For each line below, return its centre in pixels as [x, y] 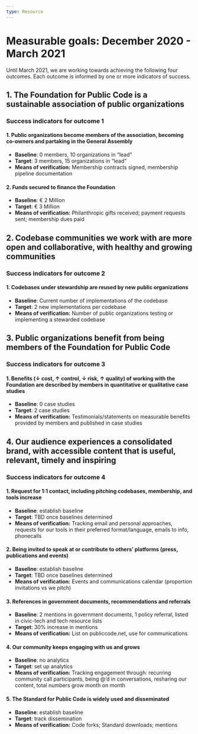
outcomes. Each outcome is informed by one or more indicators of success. [98, 76]
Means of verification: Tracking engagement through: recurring [93, 673]
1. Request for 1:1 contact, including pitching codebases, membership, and [99, 491]
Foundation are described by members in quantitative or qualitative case [97, 384]
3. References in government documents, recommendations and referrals [98, 601]
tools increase [24, 497]
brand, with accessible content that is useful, [91, 451]
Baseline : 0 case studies [45, 404]
